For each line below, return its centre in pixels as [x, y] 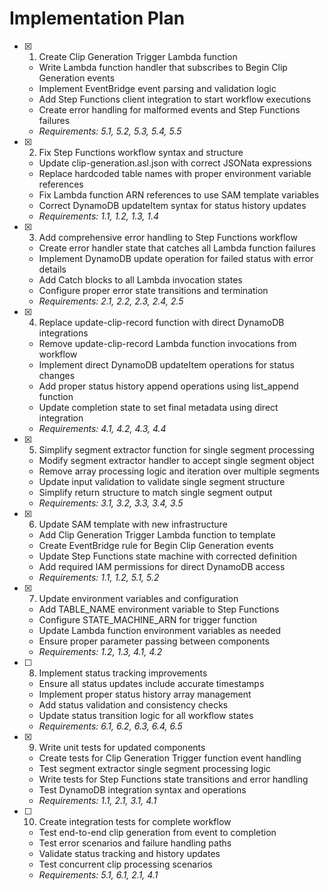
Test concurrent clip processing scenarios [125, 864]
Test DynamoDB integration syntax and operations [142, 789]
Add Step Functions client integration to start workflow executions [175, 99]
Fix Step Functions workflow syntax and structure [141, 152]
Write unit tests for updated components [122, 747]
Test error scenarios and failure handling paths [135, 843]
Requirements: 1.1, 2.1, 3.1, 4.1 [97, 800]
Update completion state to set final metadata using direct [158, 407]
